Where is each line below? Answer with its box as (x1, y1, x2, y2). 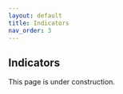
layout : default (8, 11, 62, 20)
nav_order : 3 (8, 26, 52, 34)
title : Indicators (8, 19, 69, 27)
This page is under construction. (8, 77, 116, 87)
